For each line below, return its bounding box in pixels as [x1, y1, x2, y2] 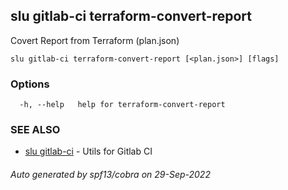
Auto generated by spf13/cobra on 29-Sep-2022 [10, 169, 211, 180]
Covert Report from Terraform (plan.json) [10, 34, 180, 46]
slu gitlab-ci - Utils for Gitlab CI [24, 145, 153, 158]
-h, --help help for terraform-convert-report [19, 100, 226, 110]
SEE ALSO [10, 123, 61, 137]
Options [10, 77, 50, 91]
